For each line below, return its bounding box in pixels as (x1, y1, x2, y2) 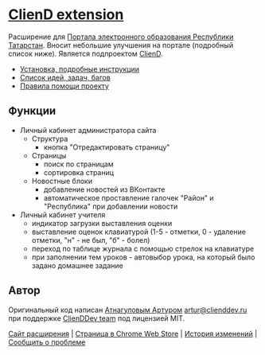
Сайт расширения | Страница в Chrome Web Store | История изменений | (8, 329, 258, 338)
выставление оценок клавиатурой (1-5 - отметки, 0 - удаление (31, 227, 247, 236)
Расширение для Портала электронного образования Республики (8, 32, 234, 41)
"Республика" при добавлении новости (43, 201, 178, 211)
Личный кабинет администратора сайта (19, 125, 157, 135)
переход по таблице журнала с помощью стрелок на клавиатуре (31, 244, 255, 253)
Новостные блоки (31, 176, 93, 185)
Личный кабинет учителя (19, 209, 106, 220)
